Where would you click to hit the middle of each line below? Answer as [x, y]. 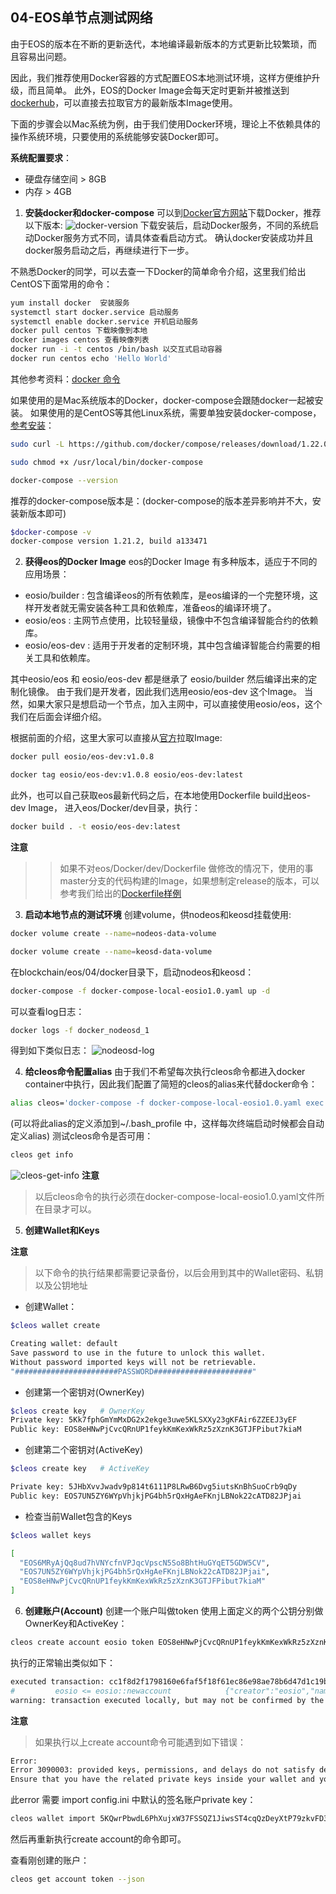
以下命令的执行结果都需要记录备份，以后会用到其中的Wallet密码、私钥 [179, 1273]
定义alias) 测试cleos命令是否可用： [82, 1136]
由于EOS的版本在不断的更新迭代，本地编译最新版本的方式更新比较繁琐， [159, 44]
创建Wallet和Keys [62, 1230]
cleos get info [42, 1155]
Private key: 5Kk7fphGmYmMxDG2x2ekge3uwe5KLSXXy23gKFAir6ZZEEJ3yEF [154, 1420]
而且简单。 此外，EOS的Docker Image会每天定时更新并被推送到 [158, 90]
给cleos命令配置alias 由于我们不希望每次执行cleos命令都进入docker [165, 1072]
